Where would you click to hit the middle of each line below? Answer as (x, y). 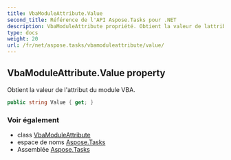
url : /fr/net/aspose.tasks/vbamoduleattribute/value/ (86, 45)
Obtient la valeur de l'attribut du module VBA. (71, 89)
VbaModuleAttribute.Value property (87, 73)
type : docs (23, 33)
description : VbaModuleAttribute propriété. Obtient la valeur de (104, 26)
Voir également (33, 119)
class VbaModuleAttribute (54, 135)
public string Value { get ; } (51, 102)
